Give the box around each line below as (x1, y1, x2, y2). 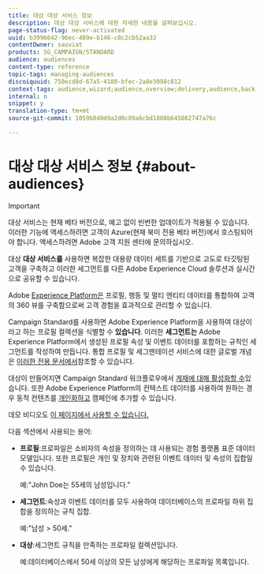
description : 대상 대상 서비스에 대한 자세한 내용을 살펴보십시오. (8, 19, 198, 27)
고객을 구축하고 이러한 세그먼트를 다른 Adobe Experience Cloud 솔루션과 (8, 264, 235, 273)
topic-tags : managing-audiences (8, 70, 114, 78)
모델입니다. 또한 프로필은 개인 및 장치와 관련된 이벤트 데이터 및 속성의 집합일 (19, 453, 254, 463)
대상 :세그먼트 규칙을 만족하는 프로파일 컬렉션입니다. (19, 540, 178, 550)
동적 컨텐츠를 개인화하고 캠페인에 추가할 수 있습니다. (16, 392, 177, 403)
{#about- (135, 158, 197, 176)
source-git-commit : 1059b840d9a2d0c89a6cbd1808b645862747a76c (8, 114, 217, 122)
